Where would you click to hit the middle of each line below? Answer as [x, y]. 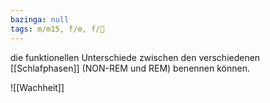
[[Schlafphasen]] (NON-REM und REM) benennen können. [130, 68]
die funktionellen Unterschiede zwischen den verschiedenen [135, 57]
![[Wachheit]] [37, 87]
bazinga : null [40, 19]
